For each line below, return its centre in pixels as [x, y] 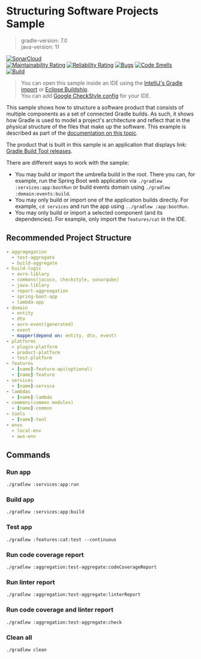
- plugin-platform [35, 347]
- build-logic [24, 269]
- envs [14, 425]
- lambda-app [28, 302]
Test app [19, 527]
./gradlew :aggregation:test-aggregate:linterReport [73, 595]
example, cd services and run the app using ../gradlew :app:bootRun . [102, 206]
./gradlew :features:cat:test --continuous [61, 539]
